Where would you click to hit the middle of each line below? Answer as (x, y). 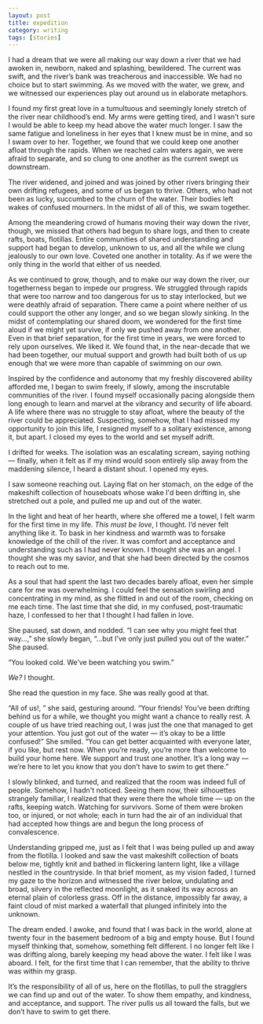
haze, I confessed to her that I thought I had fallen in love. (101, 616)
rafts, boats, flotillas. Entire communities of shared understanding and (121, 239)
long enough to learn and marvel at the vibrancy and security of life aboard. (130, 404)
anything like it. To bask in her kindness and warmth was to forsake (117, 533)
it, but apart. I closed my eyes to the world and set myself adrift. (111, 437)
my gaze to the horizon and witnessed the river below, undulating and (121, 881)
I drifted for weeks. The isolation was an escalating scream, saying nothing (129, 453)
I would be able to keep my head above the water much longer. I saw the (126, 125)
